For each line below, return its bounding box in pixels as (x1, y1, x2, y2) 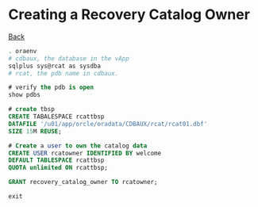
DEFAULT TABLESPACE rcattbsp (8, 156, 105, 164)
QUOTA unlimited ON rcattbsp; (8, 164, 109, 172)
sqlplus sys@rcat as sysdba (8, 62, 102, 70)
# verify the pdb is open (8, 83, 94, 92)
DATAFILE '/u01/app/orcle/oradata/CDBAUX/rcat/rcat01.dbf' (8, 120, 208, 128)
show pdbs (8, 91, 41, 99)
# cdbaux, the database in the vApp (8, 54, 129, 63)
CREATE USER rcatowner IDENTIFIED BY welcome (8, 149, 161, 157)
